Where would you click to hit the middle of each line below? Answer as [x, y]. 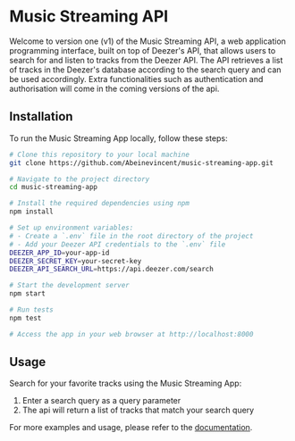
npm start [28, 294]
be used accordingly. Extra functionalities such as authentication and [136, 79]
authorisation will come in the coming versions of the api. [114, 88]
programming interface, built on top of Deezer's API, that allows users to [143, 50]
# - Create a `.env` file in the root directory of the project [131, 236]
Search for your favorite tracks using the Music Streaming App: [126, 383]
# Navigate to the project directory [80, 179]
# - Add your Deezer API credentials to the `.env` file [118, 244]
